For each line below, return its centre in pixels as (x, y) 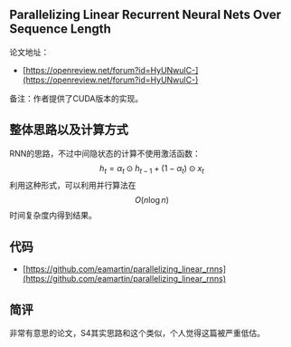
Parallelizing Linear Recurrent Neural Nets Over (145, 15)
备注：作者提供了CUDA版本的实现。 (76, 98)
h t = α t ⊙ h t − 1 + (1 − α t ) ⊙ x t (152, 169)
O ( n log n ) (152, 200)
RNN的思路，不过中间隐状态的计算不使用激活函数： (105, 153)
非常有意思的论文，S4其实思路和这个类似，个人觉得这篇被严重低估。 (137, 333)
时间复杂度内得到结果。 (53, 216)
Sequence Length (60, 29)
